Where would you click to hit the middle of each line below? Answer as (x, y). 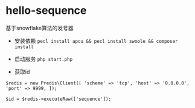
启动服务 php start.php (43, 59)
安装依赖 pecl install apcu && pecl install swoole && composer (96, 40)
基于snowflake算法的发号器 (40, 28)
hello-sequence (46, 11)
